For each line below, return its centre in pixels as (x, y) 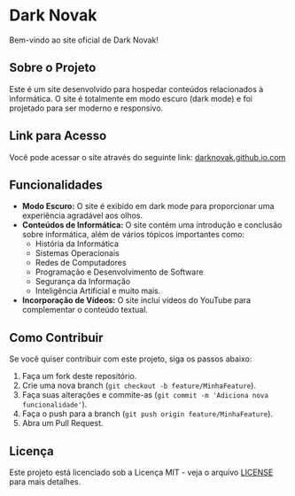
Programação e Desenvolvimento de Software (119, 272)
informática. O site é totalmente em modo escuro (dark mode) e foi (131, 98)
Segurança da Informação (83, 282)
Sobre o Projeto (53, 68)
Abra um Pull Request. (62, 423)
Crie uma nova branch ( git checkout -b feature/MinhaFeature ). (139, 385)
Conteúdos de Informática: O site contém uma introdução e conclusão (152, 225)
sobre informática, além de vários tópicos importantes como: (133, 235)
